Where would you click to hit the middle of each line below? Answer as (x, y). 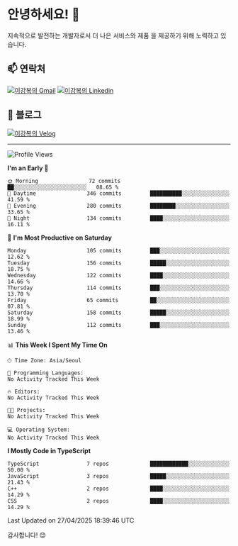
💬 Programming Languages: (45, 373)
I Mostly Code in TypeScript (49, 450)
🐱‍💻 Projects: (27, 410)
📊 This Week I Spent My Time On (57, 345)
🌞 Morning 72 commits (64, 181)
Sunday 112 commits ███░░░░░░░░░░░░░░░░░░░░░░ (119, 325)
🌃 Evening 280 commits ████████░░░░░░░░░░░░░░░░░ (119, 206)
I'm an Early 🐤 (28, 168)
